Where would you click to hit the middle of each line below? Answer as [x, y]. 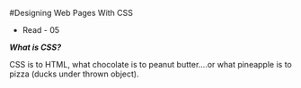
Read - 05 [41, 30]
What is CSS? [35, 47]
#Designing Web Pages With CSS [71, 13]
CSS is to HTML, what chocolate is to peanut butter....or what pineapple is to [150, 64]
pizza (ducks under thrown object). [74, 74]
